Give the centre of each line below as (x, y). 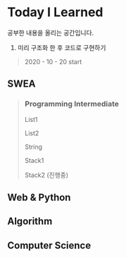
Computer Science (49, 245)
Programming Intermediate (72, 104)
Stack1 (34, 160)
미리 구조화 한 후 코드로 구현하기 (62, 47)
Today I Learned (55, 12)
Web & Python (39, 198)
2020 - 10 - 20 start (53, 61)
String (33, 147)
